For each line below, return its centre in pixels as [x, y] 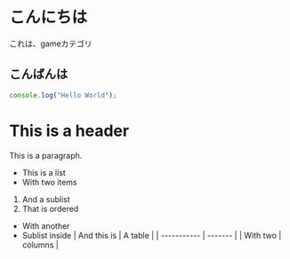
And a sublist [46, 199]
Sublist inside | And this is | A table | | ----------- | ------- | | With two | [152, 235]
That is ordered [50, 208]
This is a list [44, 172]
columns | [40, 245]
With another [46, 225]
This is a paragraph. [46, 155]
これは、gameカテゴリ [51, 43]
